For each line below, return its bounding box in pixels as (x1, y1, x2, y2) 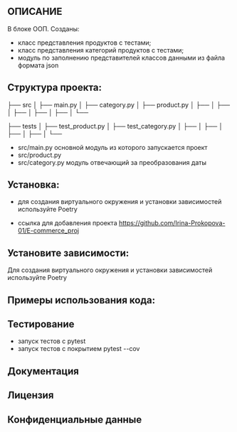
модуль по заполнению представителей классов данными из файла (17, 53, 226, 62)
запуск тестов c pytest (17, 337, 86, 345)
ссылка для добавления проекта (17, 219, 117, 227)
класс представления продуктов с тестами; (17, 38, 152, 47)
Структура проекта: (7, 82, 102, 94)
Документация (7, 365, 80, 377)
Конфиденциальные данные (7, 414, 142, 426)
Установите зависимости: (7, 247, 130, 259)
